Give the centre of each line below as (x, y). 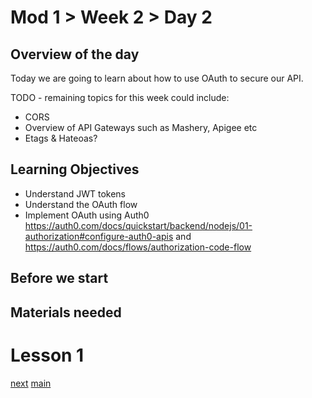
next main (31, 383)
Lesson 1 (47, 355)
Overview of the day (75, 54)
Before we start (59, 278)
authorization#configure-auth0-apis (99, 236)
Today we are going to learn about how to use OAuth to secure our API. (157, 78)
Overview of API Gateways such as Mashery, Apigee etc (141, 127)
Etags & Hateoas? (61, 138)
